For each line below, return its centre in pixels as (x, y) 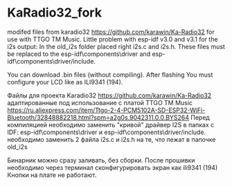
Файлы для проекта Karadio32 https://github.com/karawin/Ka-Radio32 (109, 95)
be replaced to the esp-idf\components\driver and (79, 54)
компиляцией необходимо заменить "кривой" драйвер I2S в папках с (111, 124)
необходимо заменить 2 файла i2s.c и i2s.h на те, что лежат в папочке (111, 139)
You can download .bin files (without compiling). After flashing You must (110, 75)
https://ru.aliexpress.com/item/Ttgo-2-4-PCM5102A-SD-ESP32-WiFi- (106, 110)
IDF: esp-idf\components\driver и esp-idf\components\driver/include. (107, 132)
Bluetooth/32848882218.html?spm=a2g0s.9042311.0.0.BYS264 (98, 117)
